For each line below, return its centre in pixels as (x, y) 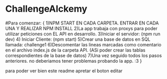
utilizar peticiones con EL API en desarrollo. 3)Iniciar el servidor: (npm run (83, 34)
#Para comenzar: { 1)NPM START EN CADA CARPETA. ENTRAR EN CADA (82, 23)
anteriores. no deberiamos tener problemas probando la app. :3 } (74, 61)
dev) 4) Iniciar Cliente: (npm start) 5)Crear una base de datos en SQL (78, 39)
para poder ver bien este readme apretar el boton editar (64, 71)
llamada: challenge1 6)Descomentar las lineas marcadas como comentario (83, 44)
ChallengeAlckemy (46, 9)
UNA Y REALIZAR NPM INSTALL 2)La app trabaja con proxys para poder (81, 28)
